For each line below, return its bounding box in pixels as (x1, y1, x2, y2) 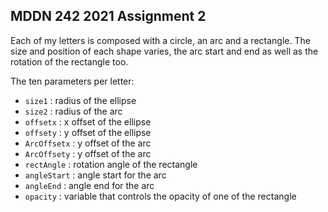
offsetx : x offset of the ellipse (24, 115, 152, 128)
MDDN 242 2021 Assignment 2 (10, 8, 207, 25)
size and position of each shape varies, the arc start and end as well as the (10, 45, 319, 57)
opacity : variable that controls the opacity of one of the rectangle (24, 190, 297, 202)
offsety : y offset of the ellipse (24, 126, 152, 138)
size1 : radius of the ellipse (24, 94, 137, 106)
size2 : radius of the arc (24, 105, 123, 117)
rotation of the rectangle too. (10, 55, 129, 68)
